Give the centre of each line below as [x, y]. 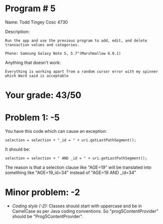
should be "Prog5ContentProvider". [48, 216]
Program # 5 [31, 9]
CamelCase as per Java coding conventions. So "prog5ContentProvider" [85, 211]
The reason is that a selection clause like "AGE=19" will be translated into [78, 168]
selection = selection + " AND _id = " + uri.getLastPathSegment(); [76, 158]
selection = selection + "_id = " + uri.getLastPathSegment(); [71, 140]
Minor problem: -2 [43, 192]
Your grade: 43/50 [43, 95]
